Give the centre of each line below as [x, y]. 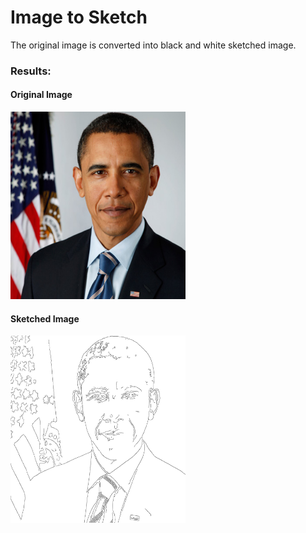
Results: [31, 71]
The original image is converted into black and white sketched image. [153, 45]
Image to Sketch [79, 17]
